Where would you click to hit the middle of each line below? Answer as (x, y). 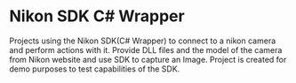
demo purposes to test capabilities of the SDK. (95, 69)
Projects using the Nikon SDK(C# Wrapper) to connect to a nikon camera (143, 41)
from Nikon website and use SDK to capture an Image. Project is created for (148, 59)
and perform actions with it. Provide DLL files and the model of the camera (146, 49)
